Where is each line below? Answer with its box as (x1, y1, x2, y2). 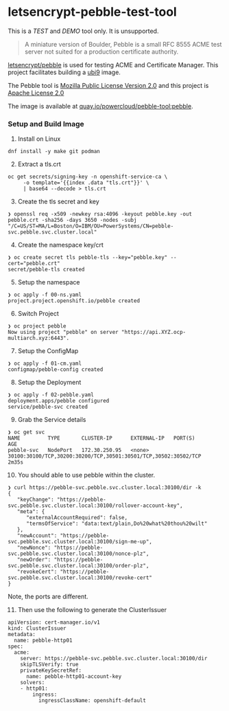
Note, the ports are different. (8, 592, 88, 601)
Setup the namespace (17, 278, 80, 286)
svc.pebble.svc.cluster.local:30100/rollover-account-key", (8, 502, 184, 509)
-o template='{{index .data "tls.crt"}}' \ (23, 179, 149, 186)
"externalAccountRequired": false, (25, 515, 128, 521)
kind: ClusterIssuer (8, 625, 67, 632)
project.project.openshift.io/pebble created (8, 297, 140, 304)
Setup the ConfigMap (17, 347, 79, 355)
